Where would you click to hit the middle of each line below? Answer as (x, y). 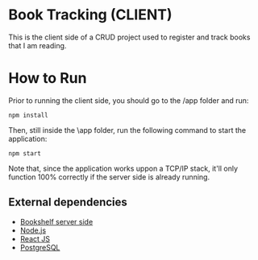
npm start (25, 153)
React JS (35, 238)
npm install (28, 115)
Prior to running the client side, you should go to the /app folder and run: (129, 100)
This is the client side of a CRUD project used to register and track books (129, 37)
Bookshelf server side (56, 221)
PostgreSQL (40, 247)
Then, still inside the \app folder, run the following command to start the (127, 130)
